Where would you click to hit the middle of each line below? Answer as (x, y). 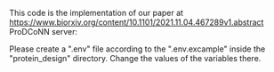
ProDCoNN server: (44, 32)
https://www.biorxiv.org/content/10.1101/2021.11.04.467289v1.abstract (137, 22)
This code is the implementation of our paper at (97, 13)
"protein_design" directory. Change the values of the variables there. (135, 58)
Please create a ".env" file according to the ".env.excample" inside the (137, 49)
